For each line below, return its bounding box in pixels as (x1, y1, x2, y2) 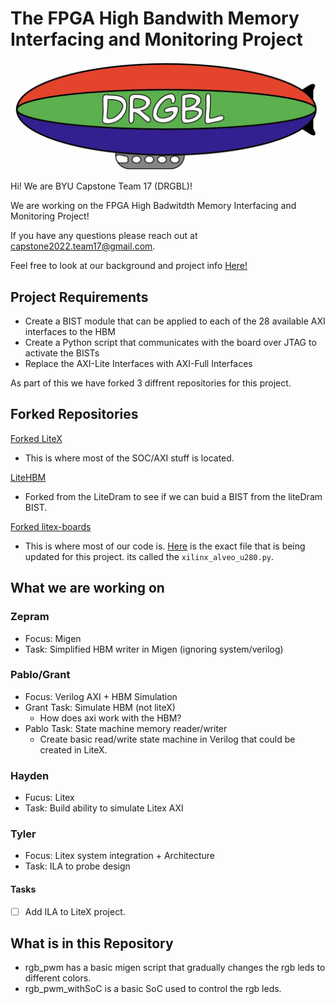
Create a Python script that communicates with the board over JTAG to (24, 337, 317, 348)
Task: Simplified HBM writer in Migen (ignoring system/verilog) (24, 643, 284, 655)
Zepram (10, 610, 50, 624)
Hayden (10, 768, 50, 782)
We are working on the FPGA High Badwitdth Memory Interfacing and (10, 200, 297, 212)
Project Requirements (10, 288, 149, 306)
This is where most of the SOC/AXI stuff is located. (24, 452, 235, 464)
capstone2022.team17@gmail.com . (10, 240, 156, 252)
